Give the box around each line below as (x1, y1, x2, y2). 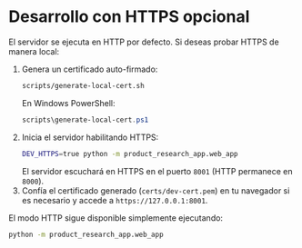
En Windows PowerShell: (21, 97, 116, 108)
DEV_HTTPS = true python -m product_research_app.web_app (21, 149, 238, 158)
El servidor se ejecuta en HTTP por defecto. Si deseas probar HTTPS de (8, 36, 279, 47)
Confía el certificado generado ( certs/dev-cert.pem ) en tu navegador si (21, 184, 290, 196)
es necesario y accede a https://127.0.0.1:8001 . (21, 194, 208, 205)
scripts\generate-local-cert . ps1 (21, 115, 149, 124)
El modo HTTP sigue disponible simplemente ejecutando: (8, 212, 224, 223)
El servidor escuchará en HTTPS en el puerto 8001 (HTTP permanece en (21, 165, 293, 176)
